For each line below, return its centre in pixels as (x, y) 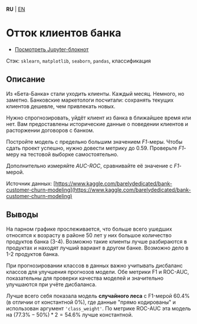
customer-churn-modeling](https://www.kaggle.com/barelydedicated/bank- (99, 190)
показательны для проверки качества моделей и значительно (85, 278)
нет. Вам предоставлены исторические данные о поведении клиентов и (97, 124)
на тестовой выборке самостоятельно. (70, 154)
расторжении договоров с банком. (50, 130)
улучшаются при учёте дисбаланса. (51, 284)
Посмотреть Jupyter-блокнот (52, 49)
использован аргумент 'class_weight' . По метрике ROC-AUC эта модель (98, 308)
